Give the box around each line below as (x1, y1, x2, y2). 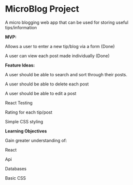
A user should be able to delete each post (5, 81, 89, 87)
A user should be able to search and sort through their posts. (5, 71, 128, 77)
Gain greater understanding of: (5, 137, 67, 143)
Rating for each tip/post (5, 109, 53, 115)
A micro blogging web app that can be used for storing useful (5, 19, 129, 25)
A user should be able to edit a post (5, 90, 76, 96)
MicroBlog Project (5, 3, 79, 15)
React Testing (5, 100, 33, 105)
